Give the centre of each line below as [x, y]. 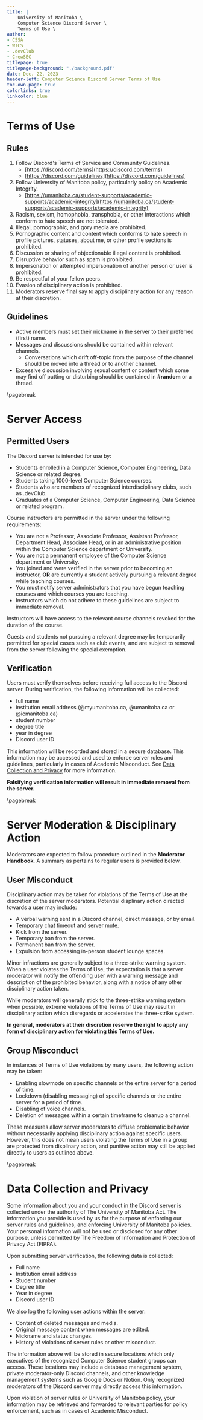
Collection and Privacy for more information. [62, 770]
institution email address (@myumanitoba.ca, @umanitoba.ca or [95, 708]
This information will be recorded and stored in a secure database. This [95, 751]
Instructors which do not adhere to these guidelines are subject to [97, 600]
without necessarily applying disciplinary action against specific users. [95, 1133]
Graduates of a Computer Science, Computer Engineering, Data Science [105, 500]
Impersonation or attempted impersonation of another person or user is [104, 265]
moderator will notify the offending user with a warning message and [92, 976]
